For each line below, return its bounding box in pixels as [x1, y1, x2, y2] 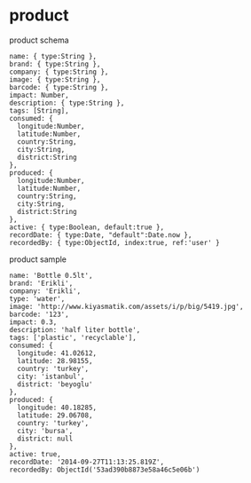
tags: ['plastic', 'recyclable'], [9, 333, 137, 342]
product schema [9, 35, 69, 45]
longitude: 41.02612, [17, 348, 98, 358]
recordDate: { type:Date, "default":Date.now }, [9, 230, 192, 240]
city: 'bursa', [17, 426, 74, 435]
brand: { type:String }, [9, 59, 101, 68]
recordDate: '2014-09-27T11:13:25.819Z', [9, 457, 165, 466]
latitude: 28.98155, [17, 356, 93, 365]
